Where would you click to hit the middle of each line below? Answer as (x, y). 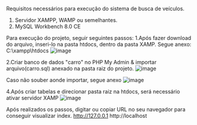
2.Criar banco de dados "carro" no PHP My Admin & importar (81, 62)
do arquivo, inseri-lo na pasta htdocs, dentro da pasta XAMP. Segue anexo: (99, 44)
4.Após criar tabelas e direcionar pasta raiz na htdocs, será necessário (93, 91)
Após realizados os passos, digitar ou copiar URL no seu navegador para (96, 109)
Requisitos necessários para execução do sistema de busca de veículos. (96, 9)
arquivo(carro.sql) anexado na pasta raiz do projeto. (70, 68)
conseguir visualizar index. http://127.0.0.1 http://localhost (77, 116)
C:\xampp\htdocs (27, 51)
